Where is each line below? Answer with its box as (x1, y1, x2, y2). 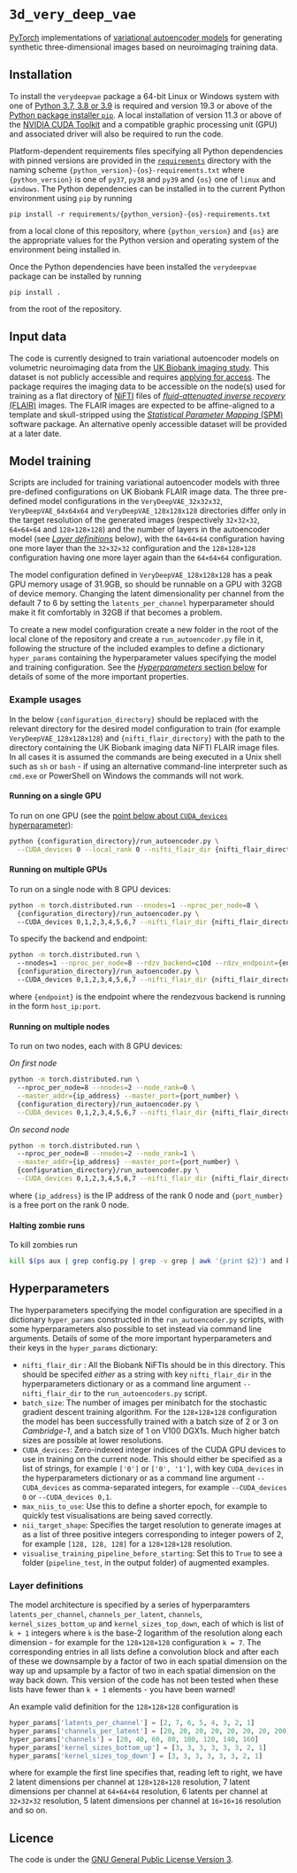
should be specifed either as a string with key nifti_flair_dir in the (21, 1369, 272, 1379)
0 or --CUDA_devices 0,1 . (21, 1491, 112, 1502)
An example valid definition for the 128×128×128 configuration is (9, 1701, 239, 1712)
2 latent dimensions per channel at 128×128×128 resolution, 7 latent (9, 1776, 250, 1787)
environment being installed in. (9, 244, 122, 254)
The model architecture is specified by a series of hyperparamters (9, 1599, 250, 1610)
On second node (9, 1123, 70, 1135)
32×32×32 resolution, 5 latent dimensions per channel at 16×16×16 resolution (9, 1796, 281, 1807)
